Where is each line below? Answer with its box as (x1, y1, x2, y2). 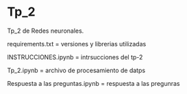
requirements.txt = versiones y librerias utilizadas (7, 40, 147, 48)
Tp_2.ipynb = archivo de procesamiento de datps (7, 66, 146, 74)
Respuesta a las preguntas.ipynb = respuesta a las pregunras (7, 79, 180, 87)
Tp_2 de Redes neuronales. (7, 27, 84, 35)
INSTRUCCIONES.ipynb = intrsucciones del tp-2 (7, 52, 143, 61)
